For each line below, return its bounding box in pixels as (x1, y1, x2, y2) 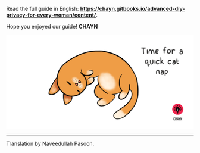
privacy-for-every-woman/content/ (6, 11, 96, 18)
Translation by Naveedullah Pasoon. (6, 140, 95, 147)
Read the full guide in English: (6, 5, 79, 12)
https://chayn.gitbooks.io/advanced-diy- (80, 5, 185, 12)
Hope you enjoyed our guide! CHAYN (6, 23, 98, 30)
